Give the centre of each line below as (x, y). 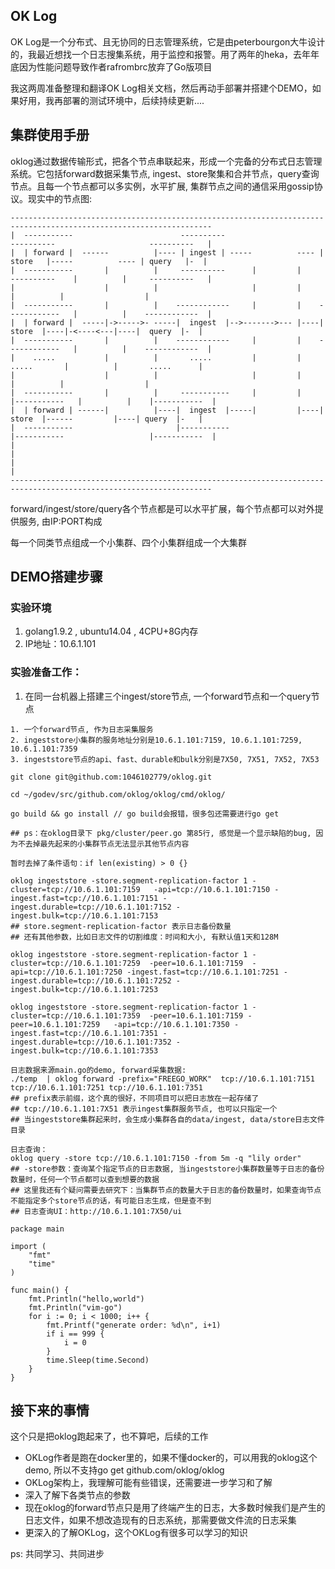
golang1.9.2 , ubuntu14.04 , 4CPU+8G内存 (111, 631)
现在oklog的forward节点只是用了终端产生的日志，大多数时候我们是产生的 (175, 1508)
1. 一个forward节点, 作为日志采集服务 (82, 729)
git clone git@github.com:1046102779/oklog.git (111, 777)
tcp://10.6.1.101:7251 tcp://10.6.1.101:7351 (106, 1087)
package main (37, 1229)
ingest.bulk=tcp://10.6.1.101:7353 (84, 1050)
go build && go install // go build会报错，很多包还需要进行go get (145, 814)
